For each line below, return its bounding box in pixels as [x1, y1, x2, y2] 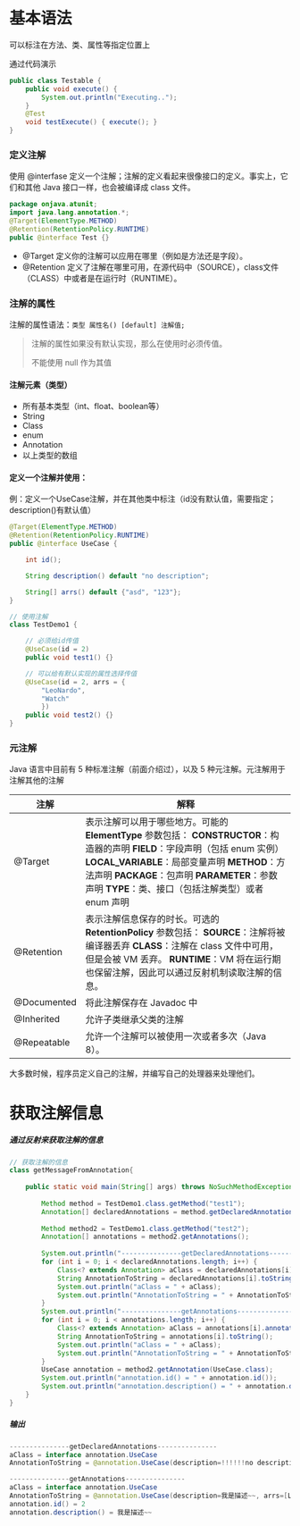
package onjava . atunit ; [9, 200, 98, 209]
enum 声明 [85, 896, 129, 909]
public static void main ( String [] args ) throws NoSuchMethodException [25, 1183, 294, 1192]
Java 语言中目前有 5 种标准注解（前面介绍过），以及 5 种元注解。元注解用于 [9, 764, 286, 775]
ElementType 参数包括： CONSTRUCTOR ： [85, 829, 271, 842]
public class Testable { [9, 76, 102, 85]
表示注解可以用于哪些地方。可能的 [85, 816, 229, 828]
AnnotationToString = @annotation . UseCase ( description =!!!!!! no [9, 1458, 254, 1468]
